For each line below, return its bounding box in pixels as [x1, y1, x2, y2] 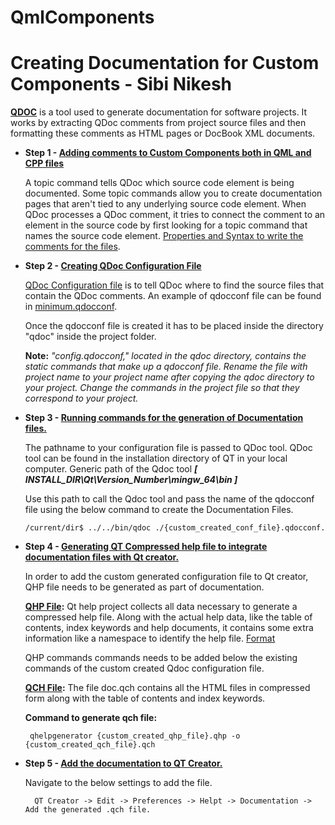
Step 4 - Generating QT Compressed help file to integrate [24, 541, 268, 553]
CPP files [24, 157, 65, 170]
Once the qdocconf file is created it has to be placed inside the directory [24, 320, 324, 332]
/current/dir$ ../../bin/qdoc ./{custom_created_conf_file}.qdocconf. [24, 523, 326, 533]
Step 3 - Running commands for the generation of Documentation [24, 412, 304, 424]
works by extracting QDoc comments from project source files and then [10, 117, 307, 129]
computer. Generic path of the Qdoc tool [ [24, 463, 198, 475]
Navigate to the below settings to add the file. [24, 777, 213, 789]
